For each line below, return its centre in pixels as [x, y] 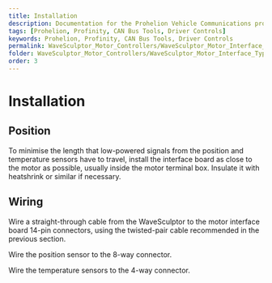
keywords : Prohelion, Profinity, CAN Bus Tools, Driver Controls [121, 39]
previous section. [37, 238]
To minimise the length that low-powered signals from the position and [126, 150]
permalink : [27, 46]
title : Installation [43, 16]
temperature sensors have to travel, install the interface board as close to [130, 159]
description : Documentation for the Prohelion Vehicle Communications [130, 24]
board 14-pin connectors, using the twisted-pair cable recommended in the [134, 230]
